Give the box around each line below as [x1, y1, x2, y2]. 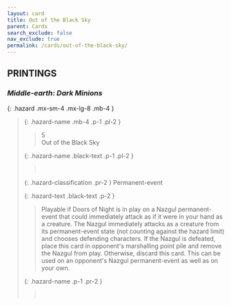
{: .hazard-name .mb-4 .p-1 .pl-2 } [23, 117, 121, 126]
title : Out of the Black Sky [7, 17, 91, 23]
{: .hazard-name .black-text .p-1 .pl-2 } [23, 151, 134, 159]
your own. [41, 264, 70, 272]
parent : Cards [7, 23, 48, 30]
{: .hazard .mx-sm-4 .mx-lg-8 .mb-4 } [7, 104, 114, 112]
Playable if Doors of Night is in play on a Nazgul [41, 205, 177, 213]
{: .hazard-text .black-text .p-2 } [23, 191, 115, 200]
